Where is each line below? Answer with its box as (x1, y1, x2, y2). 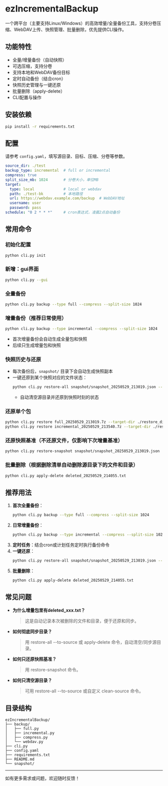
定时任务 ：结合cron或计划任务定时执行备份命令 (12, 542, 110, 548)
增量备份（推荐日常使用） (5, 314, 67, 321)
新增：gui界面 (5, 266, 39, 273)
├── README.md (5, 757, 35, 762)
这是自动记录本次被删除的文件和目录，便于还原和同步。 (24, 618, 139, 624)
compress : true (5, 173, 37, 178)
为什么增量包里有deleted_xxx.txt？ (12, 607, 85, 613)
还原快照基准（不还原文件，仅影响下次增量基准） (5, 437, 123, 444)
